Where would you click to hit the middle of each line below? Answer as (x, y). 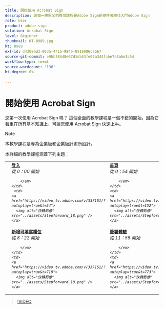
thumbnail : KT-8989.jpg (29, 41)
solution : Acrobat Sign (29, 31)
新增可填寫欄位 (26, 232)
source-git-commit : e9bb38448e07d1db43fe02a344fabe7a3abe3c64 (70, 57)
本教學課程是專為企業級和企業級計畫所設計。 (50, 143)
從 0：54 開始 (123, 171)
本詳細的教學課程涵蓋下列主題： (37, 154)
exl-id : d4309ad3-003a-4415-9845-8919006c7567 (53, 51)
